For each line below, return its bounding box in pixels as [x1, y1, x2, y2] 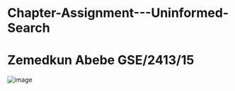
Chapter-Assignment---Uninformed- [7, 5, 229, 21]
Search [7, 20, 51, 36]
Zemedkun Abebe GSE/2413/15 [7, 52, 195, 68]
